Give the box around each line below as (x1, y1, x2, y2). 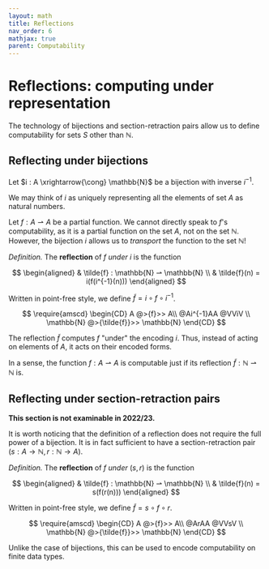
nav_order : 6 (8, 27, 53, 35)
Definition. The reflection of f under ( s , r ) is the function (8, 463, 194, 473)
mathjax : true (8, 34, 57, 43)
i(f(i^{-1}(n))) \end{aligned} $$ (86, 276, 186, 286)
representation (8, 94, 111, 113)
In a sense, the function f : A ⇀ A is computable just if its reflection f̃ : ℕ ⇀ (8, 358, 257, 368)
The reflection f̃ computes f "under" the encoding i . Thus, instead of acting (8, 333, 258, 343)
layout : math (8, 11, 53, 20)
